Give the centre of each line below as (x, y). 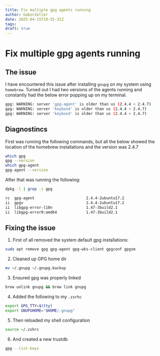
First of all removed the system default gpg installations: (70, 240)
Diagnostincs (26, 129)
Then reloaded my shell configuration (51, 320)
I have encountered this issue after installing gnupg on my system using (78, 84)
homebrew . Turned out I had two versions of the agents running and (73, 90)
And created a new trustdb (40, 339)
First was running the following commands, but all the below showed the (80, 141)
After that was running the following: (43, 180)
